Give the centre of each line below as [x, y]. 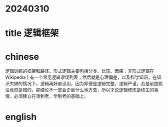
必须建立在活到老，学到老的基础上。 [51, 96]
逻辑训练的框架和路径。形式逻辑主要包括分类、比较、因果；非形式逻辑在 [79, 71]
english [21, 117]
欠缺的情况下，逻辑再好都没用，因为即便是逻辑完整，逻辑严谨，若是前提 [84, 84]
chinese [22, 56]
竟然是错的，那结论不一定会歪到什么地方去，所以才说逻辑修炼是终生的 [81, 90]
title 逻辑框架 [32, 33]
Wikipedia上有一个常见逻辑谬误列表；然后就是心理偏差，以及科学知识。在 [81, 77]
